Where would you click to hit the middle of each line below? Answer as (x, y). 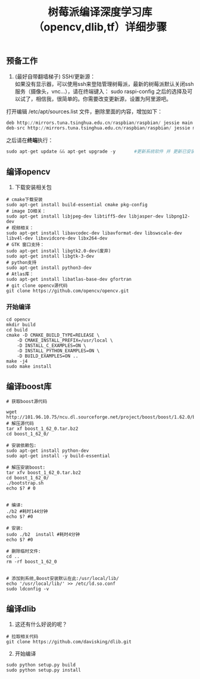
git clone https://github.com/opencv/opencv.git (68, 291)
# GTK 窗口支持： (25, 245)
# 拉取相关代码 (22, 636)
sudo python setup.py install (44, 670)
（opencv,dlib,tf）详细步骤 (100, 27)
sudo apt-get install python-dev (48, 451)
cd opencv (18, 320)
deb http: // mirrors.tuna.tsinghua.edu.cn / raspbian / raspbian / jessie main (100, 123)
